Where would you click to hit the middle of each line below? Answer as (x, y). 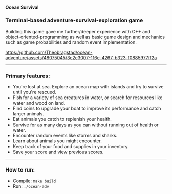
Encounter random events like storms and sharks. (65, 136)
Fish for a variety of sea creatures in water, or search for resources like (88, 98)
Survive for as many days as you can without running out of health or (85, 125)
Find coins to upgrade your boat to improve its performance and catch (87, 108)
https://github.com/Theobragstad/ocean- (49, 52)
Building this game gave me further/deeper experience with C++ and (78, 31)
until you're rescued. (34, 92)
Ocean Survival (22, 7)
